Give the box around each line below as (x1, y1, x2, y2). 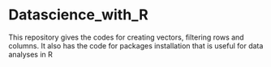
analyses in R (8, 49, 53, 59)
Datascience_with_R (8, 6, 148, 24)
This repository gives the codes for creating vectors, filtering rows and (8, 32, 245, 42)
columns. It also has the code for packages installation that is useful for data (8, 40, 264, 50)
